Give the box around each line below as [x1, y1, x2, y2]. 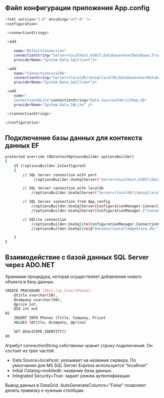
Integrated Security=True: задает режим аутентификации [12, 373, 130, 378]
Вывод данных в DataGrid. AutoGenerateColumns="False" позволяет [5, 382, 146, 388]
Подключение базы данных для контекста [5, 134, 143, 142]
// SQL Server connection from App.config [22, 199, 110, 204]
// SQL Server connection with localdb [22, 186, 104, 191]
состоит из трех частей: [5, 348, 55, 354]
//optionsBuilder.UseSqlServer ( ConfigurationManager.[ [31, 208, 145, 213]
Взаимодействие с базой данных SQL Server [5, 253, 149, 261]
